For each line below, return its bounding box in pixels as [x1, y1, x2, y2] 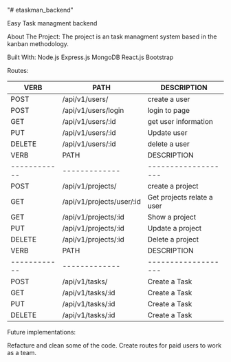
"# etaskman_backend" [7, 6, 74, 14]
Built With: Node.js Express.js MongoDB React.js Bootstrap [7, 53, 174, 61]
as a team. [7, 349, 36, 356]
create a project [147, 182, 199, 191]
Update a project [147, 224, 201, 233]
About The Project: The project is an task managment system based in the [7, 32, 217, 41]
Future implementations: [7, 328, 76, 336]
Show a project [147, 213, 197, 222]
